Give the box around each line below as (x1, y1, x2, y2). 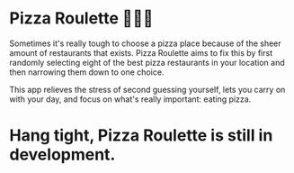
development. (9, 144, 116, 165)
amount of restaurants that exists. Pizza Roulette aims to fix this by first (9, 47, 272, 58)
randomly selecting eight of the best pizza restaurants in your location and (9, 57, 285, 68)
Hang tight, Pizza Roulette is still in (9, 125, 273, 146)
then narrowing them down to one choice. (9, 67, 165, 77)
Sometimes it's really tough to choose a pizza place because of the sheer (9, 38, 281, 49)
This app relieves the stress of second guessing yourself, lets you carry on (9, 84, 286, 95)
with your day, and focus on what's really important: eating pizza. (9, 94, 252, 105)
